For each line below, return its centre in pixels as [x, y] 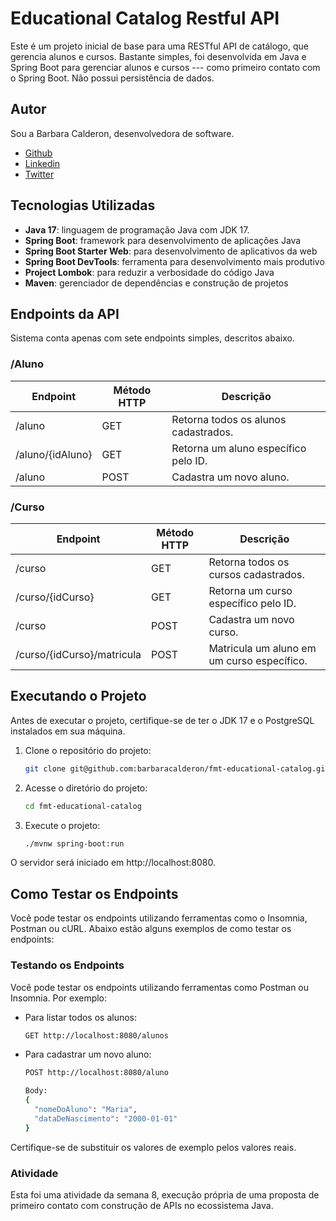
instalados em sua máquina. [68, 731]
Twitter [39, 174]
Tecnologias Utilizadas [83, 205]
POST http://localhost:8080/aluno [96, 1073]
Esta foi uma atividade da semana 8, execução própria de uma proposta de [165, 1194]
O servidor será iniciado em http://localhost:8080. [113, 863]
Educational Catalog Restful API [145, 18]
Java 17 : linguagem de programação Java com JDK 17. [137, 229]
